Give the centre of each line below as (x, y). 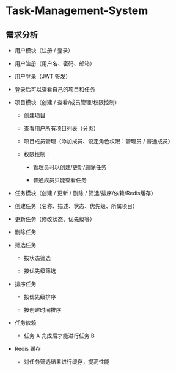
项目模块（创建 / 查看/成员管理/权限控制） (67, 102)
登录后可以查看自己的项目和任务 (55, 89)
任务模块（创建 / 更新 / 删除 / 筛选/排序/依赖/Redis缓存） (86, 193)
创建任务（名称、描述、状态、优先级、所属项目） (76, 206)
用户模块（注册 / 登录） (44, 50)
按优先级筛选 (40, 271)
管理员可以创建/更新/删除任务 (70, 167)
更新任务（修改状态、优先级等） (55, 219)
